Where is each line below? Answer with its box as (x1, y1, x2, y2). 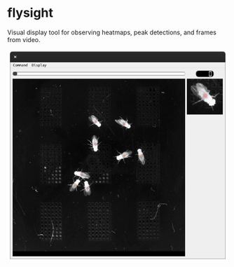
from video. (7, 35, 41, 43)
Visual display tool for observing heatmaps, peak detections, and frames (7, 28, 217, 36)
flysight (7, 5, 54, 21)
